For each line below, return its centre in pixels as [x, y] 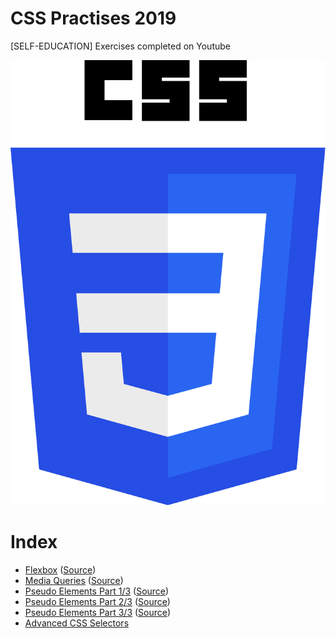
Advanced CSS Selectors [77, 623]
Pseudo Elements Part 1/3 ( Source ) [97, 591]
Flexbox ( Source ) [60, 569]
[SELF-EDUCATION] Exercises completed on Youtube [120, 46]
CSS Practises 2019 [93, 18]
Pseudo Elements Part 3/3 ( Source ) [98, 612]
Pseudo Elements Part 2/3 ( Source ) [97, 601]
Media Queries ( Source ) [74, 580]
